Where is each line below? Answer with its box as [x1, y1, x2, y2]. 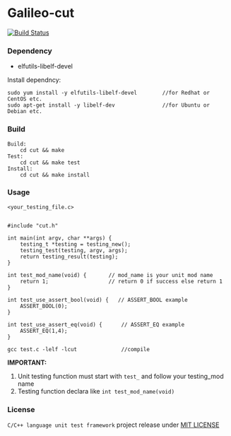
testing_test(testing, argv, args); [20, 247, 129, 254]
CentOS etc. [7, 95, 42, 103]
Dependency [7, 46, 53, 56]
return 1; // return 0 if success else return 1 [20, 278, 223, 285]
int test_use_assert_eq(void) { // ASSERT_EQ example [7, 321, 185, 328]
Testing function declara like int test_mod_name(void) [17, 387, 175, 395]
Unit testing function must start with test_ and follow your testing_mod [17, 372, 224, 380]
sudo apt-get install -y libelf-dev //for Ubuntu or [7, 102, 211, 109]
